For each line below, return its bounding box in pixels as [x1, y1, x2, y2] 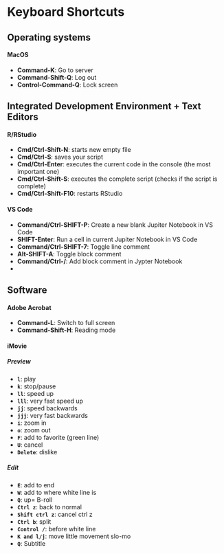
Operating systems [7, 32, 91, 43]
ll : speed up [16, 389, 54, 397]
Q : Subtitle [16, 539, 46, 547]
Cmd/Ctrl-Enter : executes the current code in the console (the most [16, 160, 211, 168]
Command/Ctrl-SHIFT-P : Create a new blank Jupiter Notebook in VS [16, 221, 214, 229]
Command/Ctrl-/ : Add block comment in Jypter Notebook [16, 257, 183, 265]
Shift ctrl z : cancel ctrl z [16, 510, 93, 518]
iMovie [7, 342, 27, 350]
